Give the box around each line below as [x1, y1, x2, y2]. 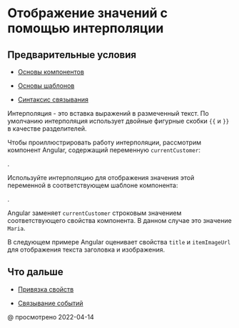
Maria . [7, 224, 26, 232]
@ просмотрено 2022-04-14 [7, 312, 94, 321]
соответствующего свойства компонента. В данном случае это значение [7, 217, 232, 224]
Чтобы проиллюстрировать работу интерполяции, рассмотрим [7, 138, 202, 146]
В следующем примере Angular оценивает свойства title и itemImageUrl [7, 238, 231, 246]
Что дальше [7, 266, 63, 278]
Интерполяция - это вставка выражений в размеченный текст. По [7, 109, 209, 117]
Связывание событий [17, 299, 83, 307]
